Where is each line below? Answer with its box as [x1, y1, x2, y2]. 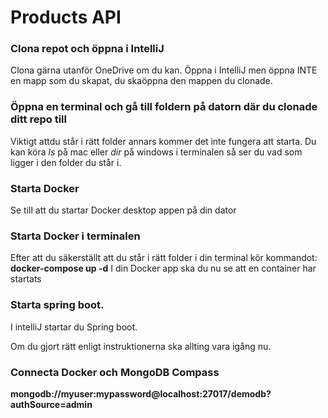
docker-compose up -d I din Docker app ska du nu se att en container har [10, 262, 317, 275]
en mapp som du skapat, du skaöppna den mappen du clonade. [10, 75, 273, 87]
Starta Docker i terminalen [10, 229, 141, 243]
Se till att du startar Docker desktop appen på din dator [10, 204, 237, 216]
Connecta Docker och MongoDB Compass [10, 365, 220, 379]
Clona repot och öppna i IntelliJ [10, 42, 165, 56]
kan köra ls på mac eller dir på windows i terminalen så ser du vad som [10, 146, 303, 158]
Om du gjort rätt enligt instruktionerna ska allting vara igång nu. [10, 340, 272, 352]
